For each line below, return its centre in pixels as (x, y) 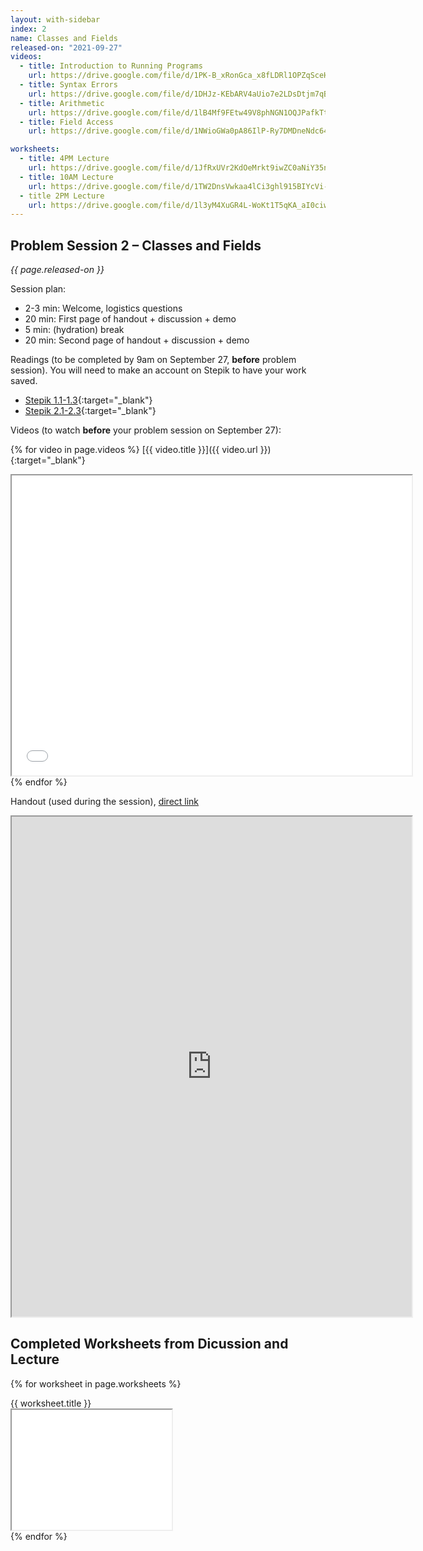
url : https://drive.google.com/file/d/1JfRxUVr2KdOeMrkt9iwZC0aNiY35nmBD (185, 168)
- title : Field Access (66, 122)
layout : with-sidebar (55, 19)
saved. (24, 381)
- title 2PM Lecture (62, 196)
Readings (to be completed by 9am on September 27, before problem (153, 360)
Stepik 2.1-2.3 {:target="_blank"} (90, 411)
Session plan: (38, 289)
